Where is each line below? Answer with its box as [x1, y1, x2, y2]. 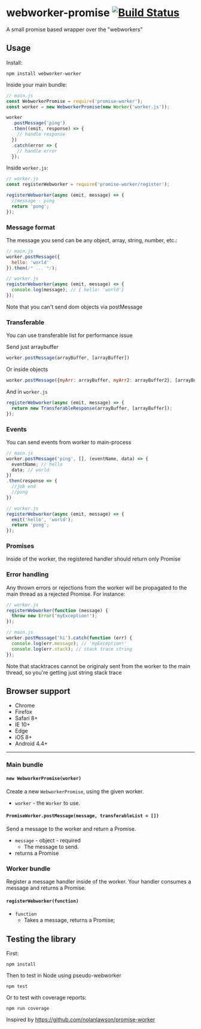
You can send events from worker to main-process [6, 439, 132, 446]
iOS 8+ [14, 733, 32, 741]
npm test [6, 984, 28, 990]
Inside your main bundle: [6, 81, 67, 88]
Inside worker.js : [6, 165, 48, 172]
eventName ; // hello [11, 461, 63, 467]
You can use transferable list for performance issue [6, 332, 133, 339]
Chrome [14, 702, 35, 709]
